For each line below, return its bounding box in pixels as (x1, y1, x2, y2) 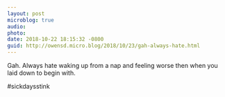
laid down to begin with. (7, 69, 76, 77)
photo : (7, 29, 26, 37)
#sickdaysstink (7, 82, 50, 90)
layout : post (7, 10, 45, 17)
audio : (7, 23, 26, 30)
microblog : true (7, 17, 54, 24)
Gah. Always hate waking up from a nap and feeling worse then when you (7, 62, 219, 69)
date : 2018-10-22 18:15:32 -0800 (7, 36, 104, 43)
